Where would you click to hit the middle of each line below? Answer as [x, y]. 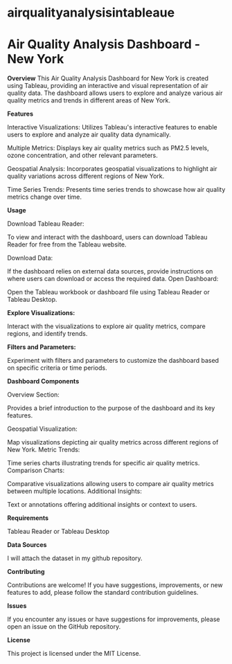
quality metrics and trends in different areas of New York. [89, 100]
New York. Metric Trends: [44, 450]
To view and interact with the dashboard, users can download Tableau [107, 237]
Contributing [26, 572]
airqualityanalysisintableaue [91, 13]
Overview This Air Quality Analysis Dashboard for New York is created [108, 78]
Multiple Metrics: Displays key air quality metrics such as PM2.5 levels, [108, 148]
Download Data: [30, 258]
